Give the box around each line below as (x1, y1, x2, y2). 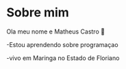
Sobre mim (6, 5, 69, 20)
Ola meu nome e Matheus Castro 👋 (6, 27, 105, 36)
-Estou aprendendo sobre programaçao (6, 40, 118, 49)
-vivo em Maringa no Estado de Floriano (6, 53, 120, 62)
